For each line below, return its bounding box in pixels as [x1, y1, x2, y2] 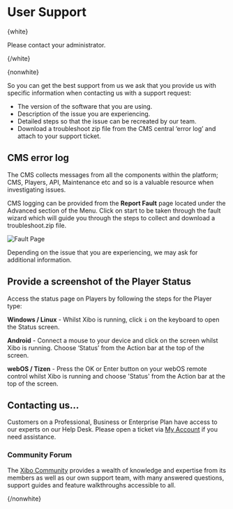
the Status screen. [7, 322, 60, 331]
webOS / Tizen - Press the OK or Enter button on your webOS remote [7, 364, 207, 373]
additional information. [7, 255, 72, 264]
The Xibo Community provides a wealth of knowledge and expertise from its [7, 466, 227, 474]
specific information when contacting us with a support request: [7, 89, 192, 97]
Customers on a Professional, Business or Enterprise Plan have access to [7, 418, 218, 426]
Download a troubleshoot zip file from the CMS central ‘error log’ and [17, 124, 216, 132]
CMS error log [7, 152, 70, 164]
